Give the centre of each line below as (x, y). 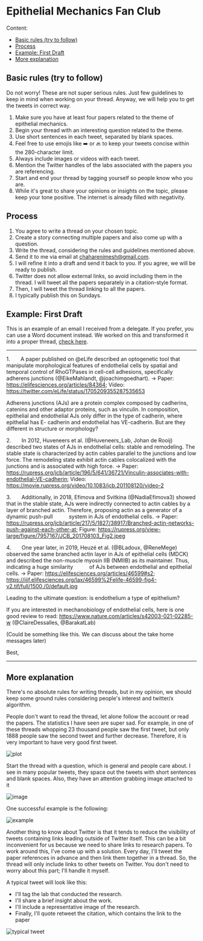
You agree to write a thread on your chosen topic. (77, 231)
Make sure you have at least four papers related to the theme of (94, 117)
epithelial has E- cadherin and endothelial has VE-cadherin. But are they (96, 422)
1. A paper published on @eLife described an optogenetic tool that (93, 359)
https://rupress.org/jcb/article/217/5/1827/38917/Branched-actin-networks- (100, 523)
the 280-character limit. (44, 152)
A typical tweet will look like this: (47, 882)
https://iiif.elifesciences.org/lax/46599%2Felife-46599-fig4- (82, 580)
